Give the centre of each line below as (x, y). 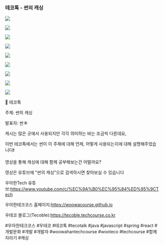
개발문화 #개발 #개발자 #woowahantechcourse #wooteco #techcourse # (77, 232)
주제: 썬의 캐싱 (19, 113)
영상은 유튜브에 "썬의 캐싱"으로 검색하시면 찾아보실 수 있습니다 (65, 172)
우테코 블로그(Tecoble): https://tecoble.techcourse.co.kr (60, 215)
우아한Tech (16, 183)
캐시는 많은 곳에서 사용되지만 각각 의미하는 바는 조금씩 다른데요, (66, 134)
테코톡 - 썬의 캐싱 (24, 7)
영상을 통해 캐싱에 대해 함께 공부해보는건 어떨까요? (53, 162)
